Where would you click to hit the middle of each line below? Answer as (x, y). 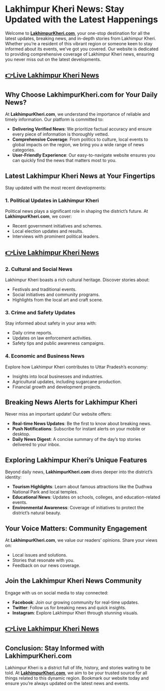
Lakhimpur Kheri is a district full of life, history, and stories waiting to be (78, 667)
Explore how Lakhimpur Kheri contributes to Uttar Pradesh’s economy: (77, 367)
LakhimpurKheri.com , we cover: (39, 216)
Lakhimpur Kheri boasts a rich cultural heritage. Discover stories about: (77, 280)
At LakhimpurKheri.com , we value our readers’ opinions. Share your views (81, 540)
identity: (14, 477)
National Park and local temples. (45, 492)
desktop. (21, 434)
